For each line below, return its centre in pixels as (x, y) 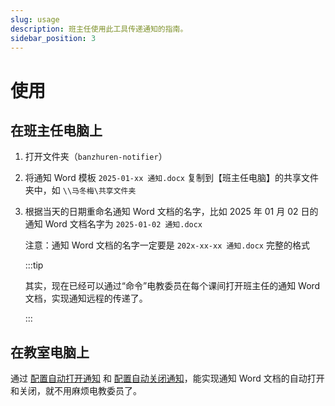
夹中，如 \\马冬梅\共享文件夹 (80, 190)
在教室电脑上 (50, 352)
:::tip (34, 265)
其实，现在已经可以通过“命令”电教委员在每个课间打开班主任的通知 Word (172, 286)
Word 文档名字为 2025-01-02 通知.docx (123, 224)
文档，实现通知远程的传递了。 (86, 298)
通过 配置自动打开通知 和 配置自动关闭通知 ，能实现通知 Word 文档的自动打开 (167, 378)
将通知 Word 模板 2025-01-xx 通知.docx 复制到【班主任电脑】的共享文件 (171, 178)
